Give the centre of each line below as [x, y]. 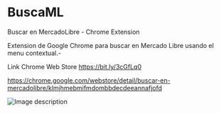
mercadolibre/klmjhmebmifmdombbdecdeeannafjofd [85, 88]
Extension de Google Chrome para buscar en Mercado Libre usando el [111, 45]
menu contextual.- [34, 53]
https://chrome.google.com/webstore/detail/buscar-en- [89, 80]
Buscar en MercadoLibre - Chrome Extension [74, 32]
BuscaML [36, 12]
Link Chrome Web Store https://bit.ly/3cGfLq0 [75, 66]
